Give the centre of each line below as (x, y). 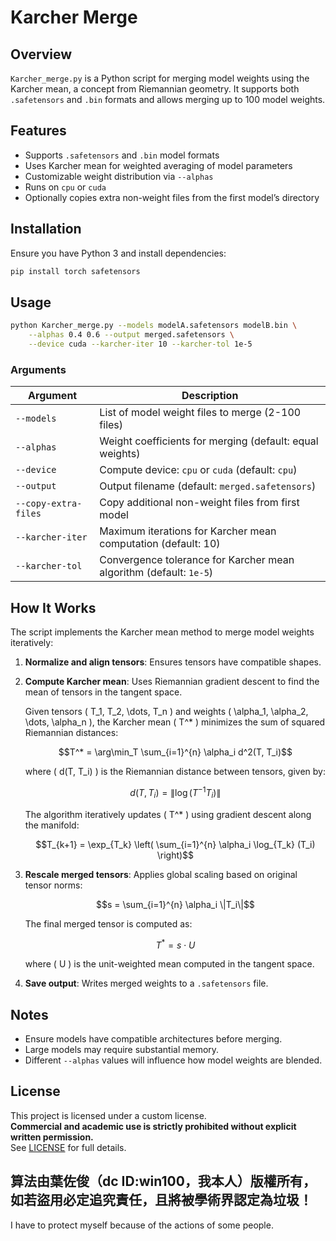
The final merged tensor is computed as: (108, 923)
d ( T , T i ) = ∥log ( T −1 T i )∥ (175, 793)
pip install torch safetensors (75, 271)
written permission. (52, 1137)
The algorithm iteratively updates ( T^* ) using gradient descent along (168, 814)
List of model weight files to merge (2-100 (200, 413)
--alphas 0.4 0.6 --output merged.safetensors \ (131, 335)
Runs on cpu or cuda (65, 187)
